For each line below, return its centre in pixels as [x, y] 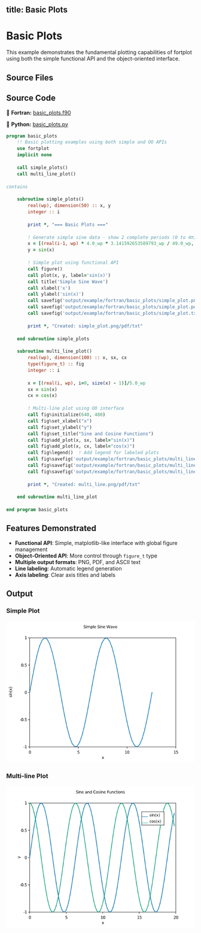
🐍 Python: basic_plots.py [37, 124]
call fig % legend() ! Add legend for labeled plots [94, 453]
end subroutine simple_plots [53, 339]
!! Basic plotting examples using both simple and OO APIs [92, 142]
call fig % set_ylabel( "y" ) [60, 427]
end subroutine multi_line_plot [57, 497]
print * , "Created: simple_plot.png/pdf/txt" [86, 326]
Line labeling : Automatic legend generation [68, 568]
